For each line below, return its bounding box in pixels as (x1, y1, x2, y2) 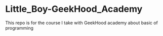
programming (5, 25, 34, 31)
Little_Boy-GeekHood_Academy (5, 3, 143, 15)
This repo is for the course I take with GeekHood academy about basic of (5, 20, 158, 26)
